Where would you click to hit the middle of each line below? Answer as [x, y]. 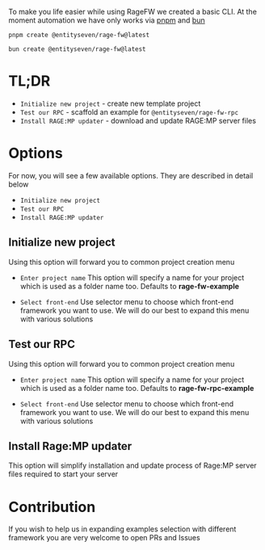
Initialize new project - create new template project [110, 103]
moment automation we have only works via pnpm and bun [107, 20]
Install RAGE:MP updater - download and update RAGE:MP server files [138, 120]
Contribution [52, 507]
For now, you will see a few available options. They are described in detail [131, 175]
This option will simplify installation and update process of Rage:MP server [132, 466]
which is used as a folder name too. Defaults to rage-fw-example [130, 286]
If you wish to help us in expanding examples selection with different [122, 529]
